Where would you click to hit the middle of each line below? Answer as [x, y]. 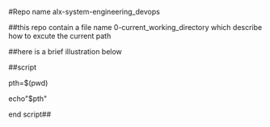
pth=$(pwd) [28, 83]
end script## [30, 114]
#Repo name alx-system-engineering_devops [84, 12]
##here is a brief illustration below [65, 51]
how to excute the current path [60, 36]
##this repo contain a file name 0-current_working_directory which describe [135, 27]
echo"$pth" [28, 99]
